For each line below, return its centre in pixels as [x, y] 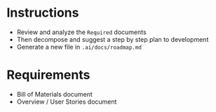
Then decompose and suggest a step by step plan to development [113, 39]
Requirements [48, 75]
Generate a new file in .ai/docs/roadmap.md [79, 47]
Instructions [43, 13]
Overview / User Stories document [67, 102]
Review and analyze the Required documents [81, 32]
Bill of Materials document [54, 94]
